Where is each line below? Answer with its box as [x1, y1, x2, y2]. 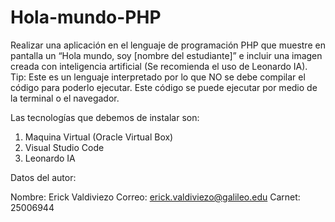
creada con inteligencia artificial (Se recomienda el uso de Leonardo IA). [10, 60, 308, 72]
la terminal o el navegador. [10, 92, 120, 104]
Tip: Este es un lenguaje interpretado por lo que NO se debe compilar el [10, 71, 306, 83]
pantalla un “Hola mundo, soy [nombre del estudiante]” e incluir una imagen [10, 49, 323, 61]
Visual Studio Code [24, 141, 105, 153]
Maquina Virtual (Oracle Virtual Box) [24, 131, 174, 143]
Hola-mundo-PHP [10, 6, 162, 29]
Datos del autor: [10, 171, 77, 183]
